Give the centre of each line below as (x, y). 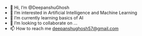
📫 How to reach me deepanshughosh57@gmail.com (64, 28)
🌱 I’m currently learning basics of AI (47, 18)
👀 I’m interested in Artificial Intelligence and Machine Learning (73, 13)
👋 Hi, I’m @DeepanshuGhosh (40, 8)
